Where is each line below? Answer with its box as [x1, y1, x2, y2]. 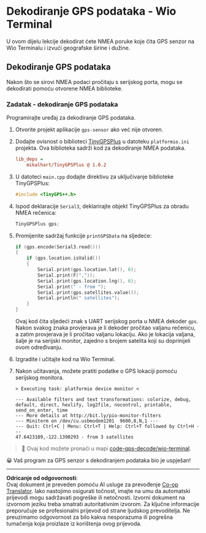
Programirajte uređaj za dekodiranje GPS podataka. [6, 114, 136, 121]
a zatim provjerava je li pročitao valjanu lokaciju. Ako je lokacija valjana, [15, 331, 195, 338]
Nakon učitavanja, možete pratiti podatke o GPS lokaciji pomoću [15, 367, 177, 375]
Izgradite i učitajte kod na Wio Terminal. [15, 356, 115, 363]
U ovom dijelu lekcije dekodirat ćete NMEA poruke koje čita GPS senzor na [6, 37, 195, 45]
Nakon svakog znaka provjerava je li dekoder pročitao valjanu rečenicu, [15, 324, 196, 332]
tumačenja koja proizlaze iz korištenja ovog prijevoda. [6, 520, 142, 527]
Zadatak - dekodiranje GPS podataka [6, 100, 118, 109]
